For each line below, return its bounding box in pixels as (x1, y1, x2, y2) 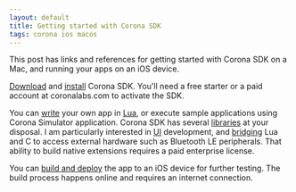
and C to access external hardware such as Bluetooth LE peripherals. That (9, 136, 283, 147)
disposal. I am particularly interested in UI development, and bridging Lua (9, 127, 278, 138)
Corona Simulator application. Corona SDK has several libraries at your (9, 117, 269, 128)
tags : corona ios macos (9, 29, 98, 38)
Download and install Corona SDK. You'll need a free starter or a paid (9, 81, 263, 92)
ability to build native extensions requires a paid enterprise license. (9, 146, 255, 156)
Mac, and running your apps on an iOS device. (9, 63, 180, 74)
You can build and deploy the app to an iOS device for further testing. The (9, 163, 281, 174)
